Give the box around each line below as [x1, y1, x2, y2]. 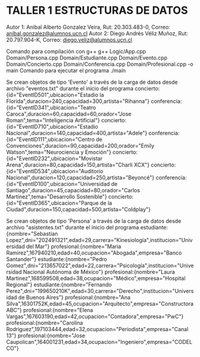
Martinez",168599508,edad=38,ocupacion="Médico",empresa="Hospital [6, 274, 186, 282]
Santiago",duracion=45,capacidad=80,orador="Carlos [6, 186, 141, 193]
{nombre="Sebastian [6, 230, 58, 237]
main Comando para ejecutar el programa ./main [6, 66, 126, 74]
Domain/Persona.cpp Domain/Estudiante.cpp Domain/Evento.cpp [6, 54, 168, 61]
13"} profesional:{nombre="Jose [6, 332, 86, 339]
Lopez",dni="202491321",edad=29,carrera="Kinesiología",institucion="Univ [6, 236, 193, 243]
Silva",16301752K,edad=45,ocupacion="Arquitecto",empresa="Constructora [6, 300, 193, 307]
